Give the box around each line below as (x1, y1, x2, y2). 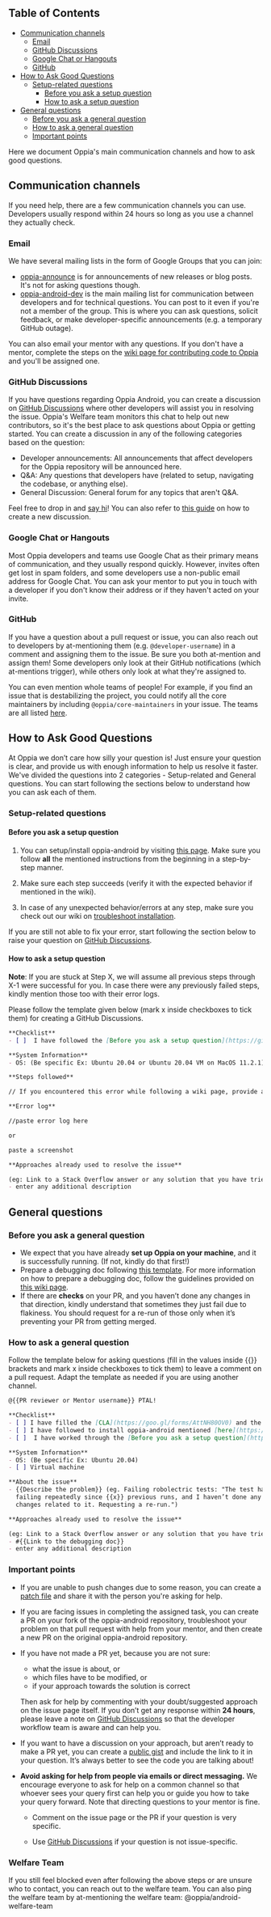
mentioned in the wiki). (19, 887, 97, 896)
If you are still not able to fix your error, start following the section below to (8, 926, 256, 937)
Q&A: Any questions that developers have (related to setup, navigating (19, 471, 254, 480)
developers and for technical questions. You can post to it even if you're (19, 297, 260, 307)
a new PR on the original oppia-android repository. (19, 1632, 188, 1642)
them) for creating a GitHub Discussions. (8, 1013, 144, 1022)
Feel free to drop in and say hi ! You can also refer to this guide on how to (8, 503, 250, 513)
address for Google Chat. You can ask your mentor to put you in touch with (8, 576, 257, 586)
